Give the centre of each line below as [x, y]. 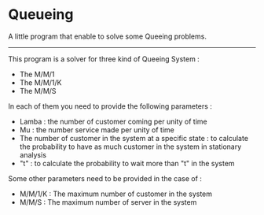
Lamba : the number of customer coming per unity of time [113, 121]
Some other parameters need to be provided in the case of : [105, 178]
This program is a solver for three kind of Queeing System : [104, 59]
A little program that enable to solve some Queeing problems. [107, 36]
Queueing [41, 15]
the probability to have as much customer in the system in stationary [130, 146]
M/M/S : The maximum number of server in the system [108, 202]
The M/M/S [38, 91]
